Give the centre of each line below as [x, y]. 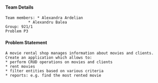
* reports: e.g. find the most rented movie [53, 76]
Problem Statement [26, 42]
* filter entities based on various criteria [54, 71]
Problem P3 [17, 31]
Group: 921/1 [19, 27]
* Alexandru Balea [47, 22]
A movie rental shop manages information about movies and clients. [80, 53]
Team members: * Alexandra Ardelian [44, 18]
